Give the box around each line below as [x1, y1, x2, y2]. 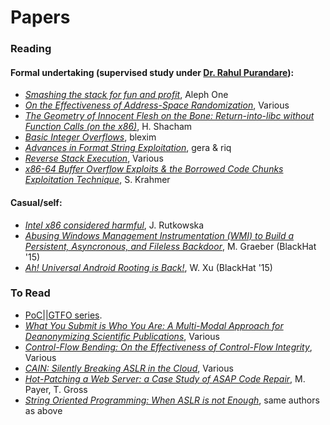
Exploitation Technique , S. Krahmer [24, 174, 171, 186]
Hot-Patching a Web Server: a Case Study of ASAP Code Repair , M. [24, 372, 306, 385]
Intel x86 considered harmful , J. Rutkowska [24, 219, 205, 231]
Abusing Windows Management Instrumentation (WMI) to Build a [24, 229, 295, 241]
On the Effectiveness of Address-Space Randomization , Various [24, 99, 290, 111]
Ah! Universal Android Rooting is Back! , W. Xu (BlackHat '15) [24, 261, 273, 273]
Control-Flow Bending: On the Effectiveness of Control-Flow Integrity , [24, 341, 313, 353]
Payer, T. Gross [24, 383, 88, 395]
